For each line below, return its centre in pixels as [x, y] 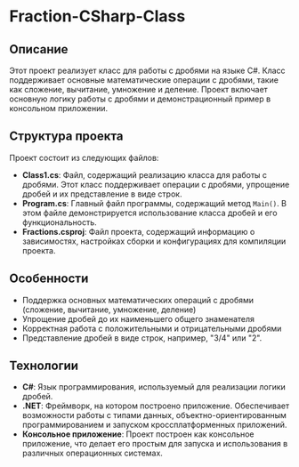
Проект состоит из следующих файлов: [84, 157]
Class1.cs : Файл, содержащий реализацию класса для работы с [145, 174]
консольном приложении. [59, 108]
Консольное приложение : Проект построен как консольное [138, 434]
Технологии [44, 366]
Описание [39, 49]
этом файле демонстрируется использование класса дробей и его [149, 213]
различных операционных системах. [92, 453]
